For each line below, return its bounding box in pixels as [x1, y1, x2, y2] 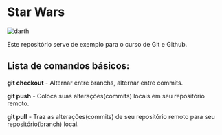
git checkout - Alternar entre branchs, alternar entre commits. [7, 79, 184, 87]
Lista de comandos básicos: [7, 60, 130, 72]
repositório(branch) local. [7, 120, 79, 128]
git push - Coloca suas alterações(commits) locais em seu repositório [7, 92, 205, 100]
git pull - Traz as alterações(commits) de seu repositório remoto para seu [7, 112, 215, 121]
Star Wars [7, 4, 65, 20]
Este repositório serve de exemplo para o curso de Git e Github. [7, 40, 188, 48]
